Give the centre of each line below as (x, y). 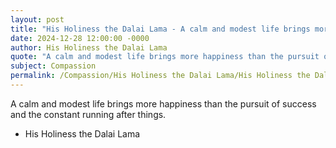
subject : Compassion (53, 66)
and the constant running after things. (88, 114)
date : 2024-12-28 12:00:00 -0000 (80, 38)
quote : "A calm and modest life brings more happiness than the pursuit (165, 57)
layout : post (37, 19)
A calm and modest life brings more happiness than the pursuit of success (163, 103)
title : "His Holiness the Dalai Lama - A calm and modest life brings (160, 29)
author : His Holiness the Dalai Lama (89, 47)
